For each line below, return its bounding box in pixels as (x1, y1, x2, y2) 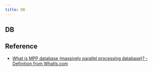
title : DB (5, 7, 26, 12)
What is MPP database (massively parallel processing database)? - (12, 55, 148, 61)
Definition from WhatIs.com (12, 60, 68, 67)
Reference (5, 42, 38, 51)
